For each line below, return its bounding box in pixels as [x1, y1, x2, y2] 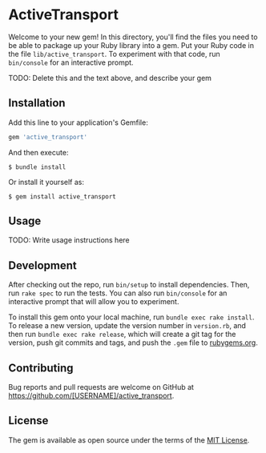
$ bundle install [8, 162, 66, 171]
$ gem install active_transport [8, 192, 116, 201]
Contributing [8, 361, 74, 375]
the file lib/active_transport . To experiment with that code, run [8, 49, 220, 58]
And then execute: [8, 147, 69, 157]
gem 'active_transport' [8, 133, 88, 141]
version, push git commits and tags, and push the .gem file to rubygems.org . [8, 338, 259, 347]
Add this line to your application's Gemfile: [8, 118, 148, 127]
